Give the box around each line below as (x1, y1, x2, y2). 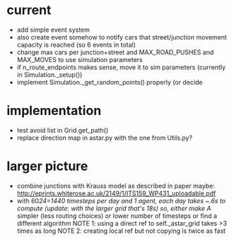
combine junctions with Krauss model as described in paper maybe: (16, 181, 215, 190)
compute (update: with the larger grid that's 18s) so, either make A (16, 204, 211, 212)
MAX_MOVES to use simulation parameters (16, 55, 143, 63)
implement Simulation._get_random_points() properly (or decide (16, 78, 203, 86)
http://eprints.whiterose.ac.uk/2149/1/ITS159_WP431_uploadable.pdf (16, 189, 216, 198)
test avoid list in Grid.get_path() (16, 126, 109, 134)
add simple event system (16, 25, 90, 34)
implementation (6, 103, 102, 119)
